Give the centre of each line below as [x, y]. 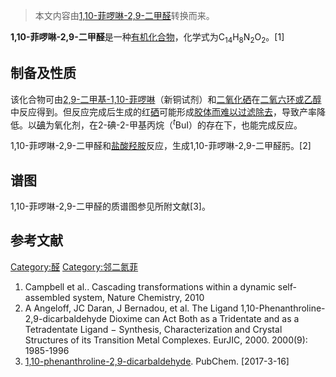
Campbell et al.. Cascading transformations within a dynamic [150, 286]
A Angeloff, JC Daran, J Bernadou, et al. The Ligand [131, 308]
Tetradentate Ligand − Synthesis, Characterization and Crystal [153, 329]
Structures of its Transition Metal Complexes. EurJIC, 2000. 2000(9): [166, 340]
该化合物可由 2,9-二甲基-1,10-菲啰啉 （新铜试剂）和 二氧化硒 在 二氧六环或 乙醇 [166, 99]
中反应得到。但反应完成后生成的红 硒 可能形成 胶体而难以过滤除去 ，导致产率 [163, 111]
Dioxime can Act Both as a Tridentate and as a [204, 318]
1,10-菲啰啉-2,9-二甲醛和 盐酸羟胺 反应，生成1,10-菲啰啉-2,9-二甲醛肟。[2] [161, 146]
